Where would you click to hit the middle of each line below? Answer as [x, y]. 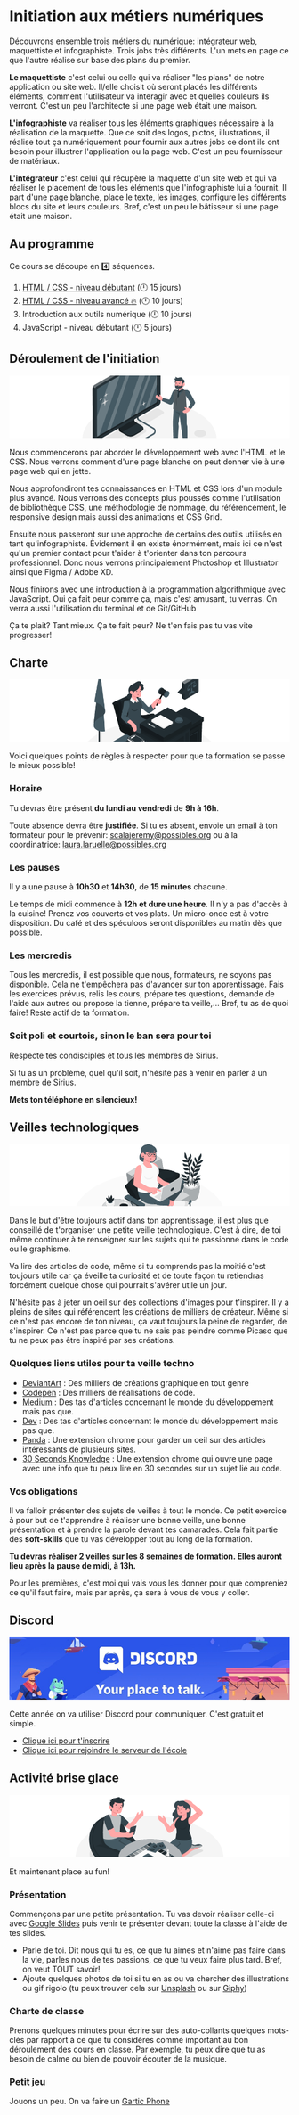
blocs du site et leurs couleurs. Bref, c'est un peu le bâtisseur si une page [144, 206]
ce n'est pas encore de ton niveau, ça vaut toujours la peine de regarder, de [148, 1322]
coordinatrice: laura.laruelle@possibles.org [88, 844]
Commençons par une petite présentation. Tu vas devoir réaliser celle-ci [141, 1914]
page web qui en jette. [50, 471]
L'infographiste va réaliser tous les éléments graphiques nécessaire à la [141, 123]
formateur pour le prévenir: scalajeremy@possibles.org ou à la [124, 834]
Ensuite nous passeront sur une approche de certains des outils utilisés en [146, 534]
